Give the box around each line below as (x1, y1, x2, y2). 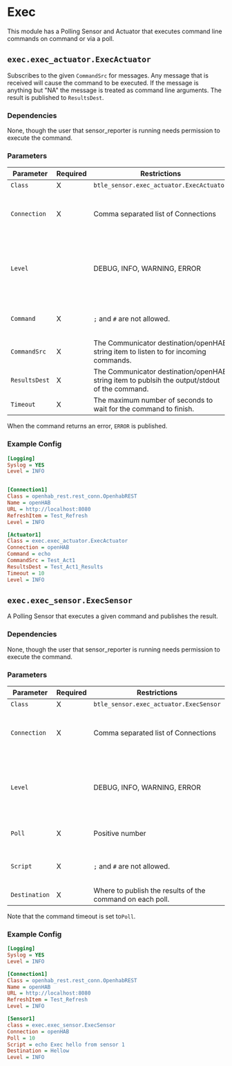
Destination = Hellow (7, 1047, 70, 1054)
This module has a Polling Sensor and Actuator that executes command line (7, 27, 222, 35)
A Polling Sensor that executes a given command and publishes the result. (7, 612, 219, 620)
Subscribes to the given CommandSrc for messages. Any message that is (7, 71, 209, 80)
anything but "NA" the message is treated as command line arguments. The (7, 86, 222, 94)
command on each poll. (93, 894, 170, 904)
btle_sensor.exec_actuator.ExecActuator (93, 182, 228, 189)
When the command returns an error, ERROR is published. (7, 422, 168, 430)
